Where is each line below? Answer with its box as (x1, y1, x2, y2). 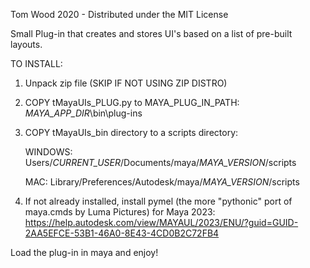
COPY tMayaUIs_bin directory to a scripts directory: (24, 127, 239, 138)
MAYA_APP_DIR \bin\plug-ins (24, 107, 143, 119)
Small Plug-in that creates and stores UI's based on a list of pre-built (10, 28, 293, 39)
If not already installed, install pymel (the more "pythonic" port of (24, 195, 293, 207)
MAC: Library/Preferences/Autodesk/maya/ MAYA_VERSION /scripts (24, 176, 300, 188)
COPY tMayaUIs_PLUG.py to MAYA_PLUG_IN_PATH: (24, 97, 240, 108)
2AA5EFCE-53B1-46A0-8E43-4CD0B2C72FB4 (24, 227, 220, 239)
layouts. (10, 39, 43, 50)
